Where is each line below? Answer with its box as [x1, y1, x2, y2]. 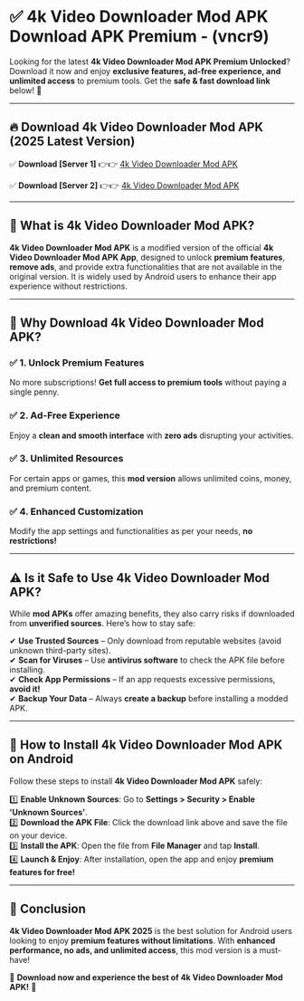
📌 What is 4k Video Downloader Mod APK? [9, 218, 255, 234]
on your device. [9, 830, 68, 841]
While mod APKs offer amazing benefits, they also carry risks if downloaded [9, 608, 296, 619]
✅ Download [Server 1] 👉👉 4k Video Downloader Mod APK [9, 158, 238, 169]
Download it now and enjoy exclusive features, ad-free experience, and [9, 65, 281, 76]
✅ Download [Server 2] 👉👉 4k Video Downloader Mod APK [9, 179, 240, 191]
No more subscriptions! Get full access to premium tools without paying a [9, 377, 287, 388]
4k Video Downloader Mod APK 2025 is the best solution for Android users [9, 925, 292, 936]
